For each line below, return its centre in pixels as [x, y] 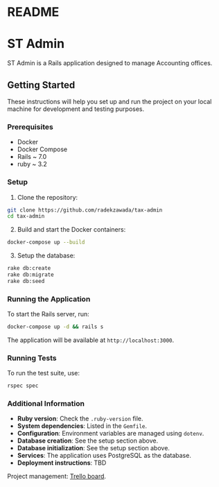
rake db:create [29, 268]
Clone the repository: [47, 197]
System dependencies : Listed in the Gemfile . [82, 426]
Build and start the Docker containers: [71, 230]
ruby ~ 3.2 [32, 164]
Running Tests [32, 358]
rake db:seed [26, 281]
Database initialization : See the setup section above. [93, 448]
